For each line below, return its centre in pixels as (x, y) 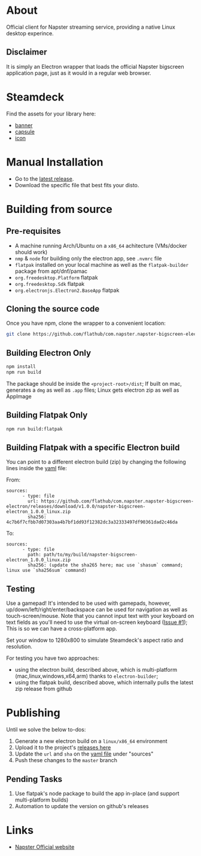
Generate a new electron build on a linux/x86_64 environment (91, 741)
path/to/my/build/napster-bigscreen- (91, 555)
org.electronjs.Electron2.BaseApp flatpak (67, 290)
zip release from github (44, 689)
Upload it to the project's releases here (63, 748)
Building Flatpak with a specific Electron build (93, 447)
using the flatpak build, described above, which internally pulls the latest (104, 683)
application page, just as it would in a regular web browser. (79, 73)
